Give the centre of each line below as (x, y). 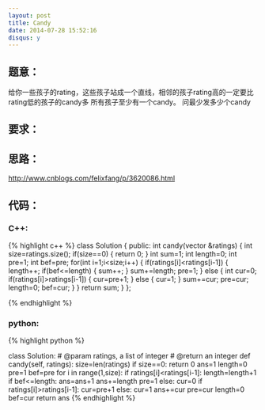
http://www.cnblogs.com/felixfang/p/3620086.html (92, 178)
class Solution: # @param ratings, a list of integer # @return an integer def (129, 356)
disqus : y (25, 38)
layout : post (30, 15)
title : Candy (30, 23)
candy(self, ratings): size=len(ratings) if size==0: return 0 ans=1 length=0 (128, 364)
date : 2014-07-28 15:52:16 (53, 30)
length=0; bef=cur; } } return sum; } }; (70, 287)
